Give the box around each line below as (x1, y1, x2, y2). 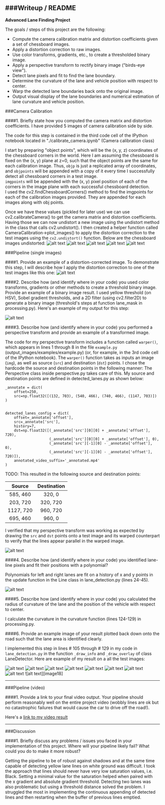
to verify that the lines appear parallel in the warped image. (5, 538, 125, 544)
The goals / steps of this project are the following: (5, 27, 106, 32)
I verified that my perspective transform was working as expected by (5, 527, 144, 533)
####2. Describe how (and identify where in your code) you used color (5, 279, 149, 285)
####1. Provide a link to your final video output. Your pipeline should (5, 694, 143, 700)
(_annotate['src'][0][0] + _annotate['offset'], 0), (49, 437, 160, 442)
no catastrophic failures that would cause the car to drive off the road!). (5, 704, 150, 710)
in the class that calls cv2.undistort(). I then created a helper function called (5, 224, 158, 230)
